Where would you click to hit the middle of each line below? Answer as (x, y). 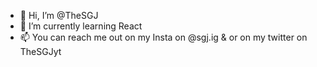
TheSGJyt (40, 51)
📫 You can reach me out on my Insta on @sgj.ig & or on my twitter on (163, 37)
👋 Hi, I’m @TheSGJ (59, 15)
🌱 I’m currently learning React (81, 26)
